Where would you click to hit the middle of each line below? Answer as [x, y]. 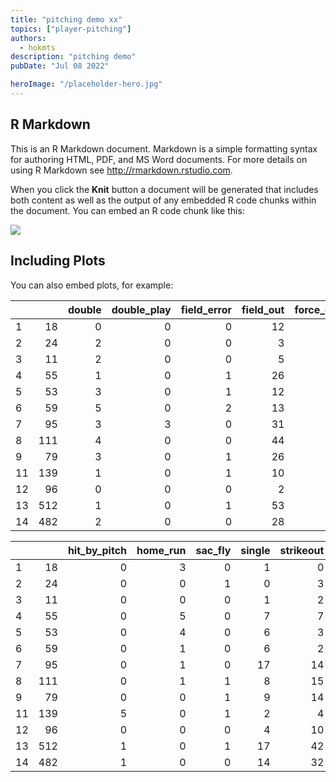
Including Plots [58, 261]
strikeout [302, 550]
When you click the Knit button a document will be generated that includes [164, 189]
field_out [263, 309]
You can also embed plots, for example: [92, 285]
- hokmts [37, 47]
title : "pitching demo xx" [66, 19]
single [255, 550]
